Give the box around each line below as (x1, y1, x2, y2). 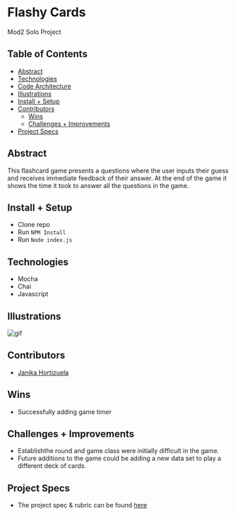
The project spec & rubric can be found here (17, 501, 147, 510)
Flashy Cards (7, 4, 86, 20)
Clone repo (17, 221, 51, 229)
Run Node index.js (17, 235, 73, 244)
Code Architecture (17, 82, 72, 90)
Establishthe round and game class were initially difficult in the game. (17, 447, 220, 455)
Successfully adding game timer (17, 407, 112, 416)
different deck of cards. (17, 462, 87, 470)
